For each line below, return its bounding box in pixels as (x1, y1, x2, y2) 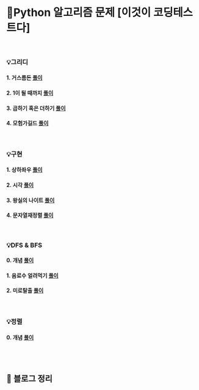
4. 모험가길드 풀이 (6, 120, 49, 127)
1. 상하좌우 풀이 (6, 166, 43, 174)
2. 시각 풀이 (6, 181, 34, 188)
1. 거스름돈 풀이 (6, 74, 43, 81)
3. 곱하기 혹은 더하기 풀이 (6, 105, 66, 112)
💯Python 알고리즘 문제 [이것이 (6, 6, 151, 20)
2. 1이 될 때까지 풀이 (6, 89, 54, 97)
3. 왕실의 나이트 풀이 (6, 196, 55, 204)
